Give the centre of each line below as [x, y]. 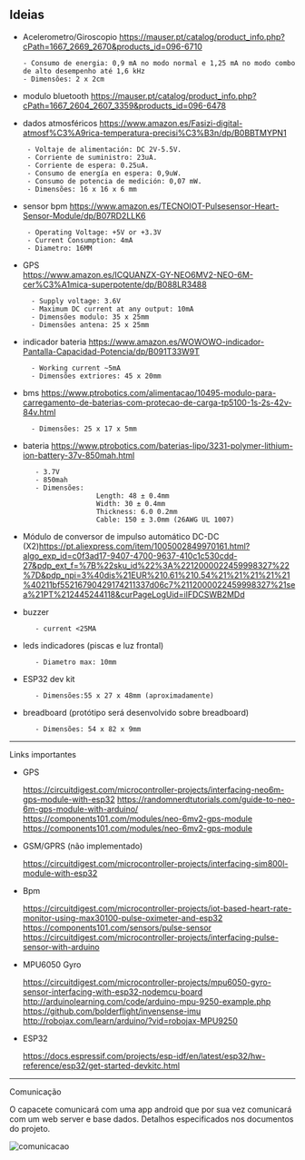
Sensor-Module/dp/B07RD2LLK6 [84, 215]
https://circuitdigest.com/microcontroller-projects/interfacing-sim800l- [155, 863]
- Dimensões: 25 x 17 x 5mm [84, 429]
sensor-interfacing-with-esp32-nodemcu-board [113, 991]
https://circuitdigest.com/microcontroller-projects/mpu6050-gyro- [147, 982]
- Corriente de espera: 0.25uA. [88, 165]
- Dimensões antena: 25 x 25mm [90, 325]
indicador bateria [54, 342]
